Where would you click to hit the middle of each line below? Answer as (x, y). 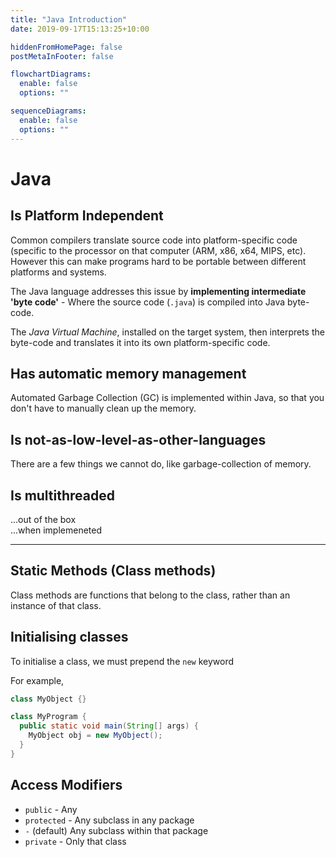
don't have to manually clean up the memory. (103, 408)
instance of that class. (56, 605)
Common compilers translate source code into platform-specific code (154, 240)
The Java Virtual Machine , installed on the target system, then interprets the (167, 332)
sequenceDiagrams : (48, 111)
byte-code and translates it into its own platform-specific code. (140, 342)
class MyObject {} (48, 699)
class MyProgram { (48, 717)
